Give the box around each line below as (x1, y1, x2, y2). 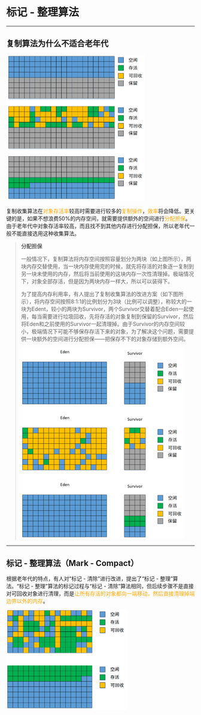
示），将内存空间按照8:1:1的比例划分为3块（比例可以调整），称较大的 (20, 298, 187, 305)
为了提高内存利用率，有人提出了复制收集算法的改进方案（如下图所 (20, 291, 184, 298)
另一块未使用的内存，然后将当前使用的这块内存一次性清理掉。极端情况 (20, 270, 194, 278)
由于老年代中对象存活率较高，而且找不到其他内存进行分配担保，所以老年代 (6, 223, 190, 230)
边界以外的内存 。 (6, 598, 48, 605)
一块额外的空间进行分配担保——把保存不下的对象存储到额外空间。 (26, 336, 189, 343)
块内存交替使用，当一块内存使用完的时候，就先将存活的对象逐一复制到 (20, 263, 194, 270)
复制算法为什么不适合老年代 (6, 38, 109, 48)
